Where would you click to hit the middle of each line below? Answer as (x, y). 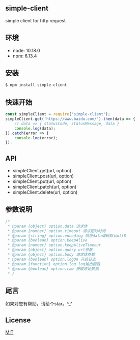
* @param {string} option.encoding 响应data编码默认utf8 (67, 236)
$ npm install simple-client (36, 85)
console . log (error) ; (36, 138)
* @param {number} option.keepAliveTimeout (54, 245)
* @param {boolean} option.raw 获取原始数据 (53, 269)
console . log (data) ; (35, 128)
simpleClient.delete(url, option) (45, 192)
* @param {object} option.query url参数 (50, 250)
